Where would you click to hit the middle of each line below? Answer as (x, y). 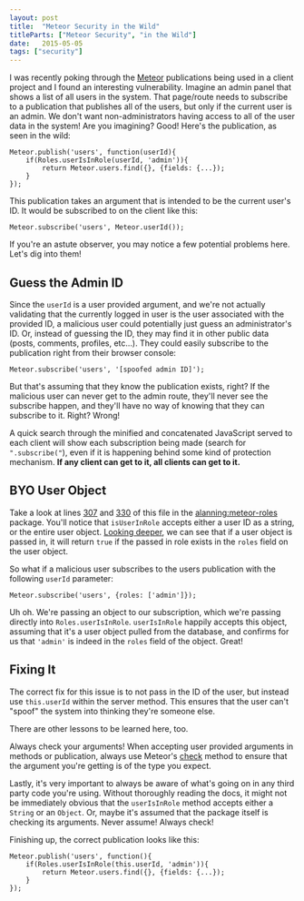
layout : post (34, 18)
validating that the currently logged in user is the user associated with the (147, 314)
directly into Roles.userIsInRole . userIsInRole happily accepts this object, (148, 622)
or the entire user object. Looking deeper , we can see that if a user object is (151, 531)
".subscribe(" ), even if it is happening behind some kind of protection (140, 452)
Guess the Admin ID (67, 283)
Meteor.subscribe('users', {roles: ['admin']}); (103, 595)
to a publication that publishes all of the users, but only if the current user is (151, 106)
